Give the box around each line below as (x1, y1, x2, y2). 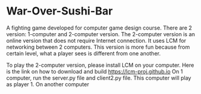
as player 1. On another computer (6, 80, 90, 88)
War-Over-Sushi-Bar (6, 4, 113, 18)
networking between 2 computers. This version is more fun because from (6, 43, 190, 51)
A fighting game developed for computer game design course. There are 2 (6, 24, 193, 31)
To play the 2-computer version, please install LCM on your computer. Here (6, 61, 194, 69)
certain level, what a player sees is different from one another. (6, 49, 161, 57)
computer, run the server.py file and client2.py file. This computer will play (6, 74, 192, 81)
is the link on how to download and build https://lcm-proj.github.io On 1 (6, 67, 183, 75)
